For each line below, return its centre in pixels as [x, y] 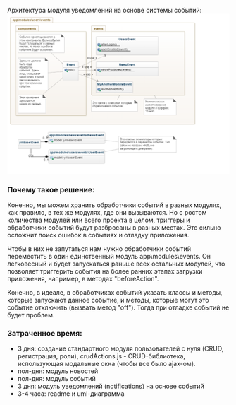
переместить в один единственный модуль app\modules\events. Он [109, 257]
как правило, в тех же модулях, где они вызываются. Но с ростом [107, 213]
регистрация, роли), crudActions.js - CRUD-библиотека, [101, 356]
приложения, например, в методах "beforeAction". [83, 279]
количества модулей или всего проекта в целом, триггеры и [99, 220]
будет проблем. [31, 315]
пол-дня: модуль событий [57, 379]
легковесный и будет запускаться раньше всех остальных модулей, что [116, 264]
